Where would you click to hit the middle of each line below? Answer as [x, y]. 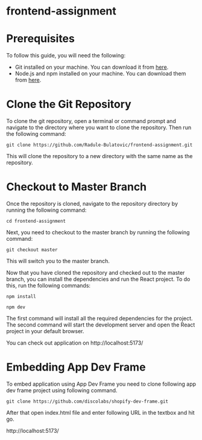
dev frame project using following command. [62, 390]
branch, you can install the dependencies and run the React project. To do [98, 279]
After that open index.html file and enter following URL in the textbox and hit [100, 412]
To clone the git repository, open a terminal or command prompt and [91, 121]
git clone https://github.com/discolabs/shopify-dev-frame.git [87, 401]
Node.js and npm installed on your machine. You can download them [100, 74]
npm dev [16, 307]
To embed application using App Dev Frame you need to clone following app [101, 384]
